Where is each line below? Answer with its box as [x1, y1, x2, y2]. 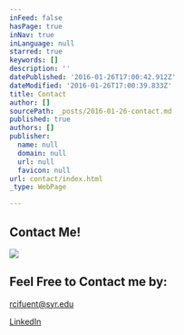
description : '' [9, 65, 71, 74]
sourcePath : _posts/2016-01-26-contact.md [9, 107, 172, 116]
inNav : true [9, 30, 54, 39]
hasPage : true [9, 22, 63, 31]
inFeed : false [9, 13, 63, 23]
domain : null [17, 148, 67, 157]
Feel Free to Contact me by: [9, 274, 168, 289]
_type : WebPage [9, 183, 67, 192]
